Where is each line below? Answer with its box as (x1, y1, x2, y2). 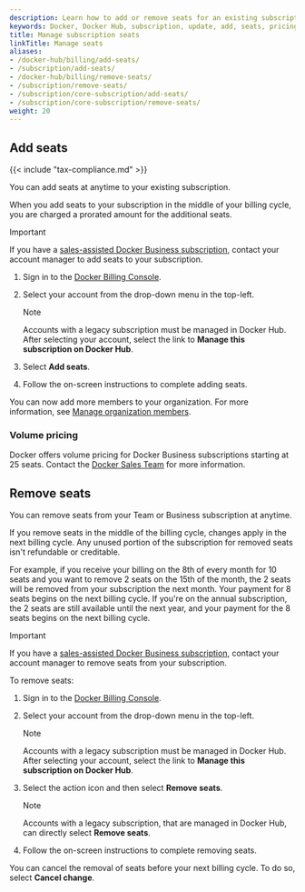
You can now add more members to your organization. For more (9, 396, 249, 407)
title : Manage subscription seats (9, 30, 141, 39)
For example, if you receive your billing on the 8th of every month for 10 (9, 565, 277, 576)
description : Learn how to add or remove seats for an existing (9, 13, 258, 23)
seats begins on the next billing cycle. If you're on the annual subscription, (9, 593, 288, 605)
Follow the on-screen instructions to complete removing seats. (22, 845, 257, 856)
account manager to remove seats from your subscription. (9, 657, 227, 668)
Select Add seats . (22, 361, 91, 373)
